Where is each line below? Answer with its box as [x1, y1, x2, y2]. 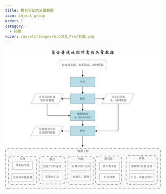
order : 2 [5, 18, 23, 23]
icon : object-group [5, 13, 45, 18]
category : [5, 24, 26, 29]
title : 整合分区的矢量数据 [5, 8, 54, 13]
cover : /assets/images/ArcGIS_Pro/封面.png [5, 34, 95, 39]
